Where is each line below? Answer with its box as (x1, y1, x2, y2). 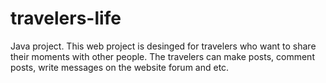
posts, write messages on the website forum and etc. (10, 61, 230, 73)
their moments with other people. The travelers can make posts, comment (10, 50, 315, 62)
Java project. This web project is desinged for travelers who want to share (10, 40, 317, 52)
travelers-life (10, 7, 122, 30)
